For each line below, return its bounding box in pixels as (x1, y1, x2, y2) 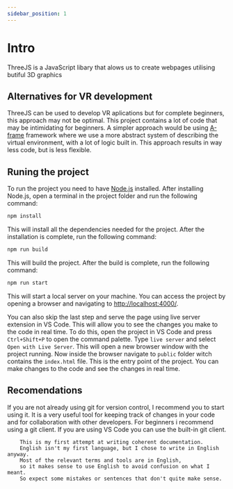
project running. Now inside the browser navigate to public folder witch (7, 349, 212, 358)
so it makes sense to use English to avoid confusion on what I (19, 463, 210, 470)
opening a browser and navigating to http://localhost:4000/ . (7, 299, 179, 308)
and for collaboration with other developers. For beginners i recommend (7, 417, 214, 426)
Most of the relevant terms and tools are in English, (19, 456, 182, 464)
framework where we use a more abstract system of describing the (25, 131, 219, 140)
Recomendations (7, 385, 83, 397)
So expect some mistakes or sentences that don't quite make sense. (19, 475, 223, 482)
